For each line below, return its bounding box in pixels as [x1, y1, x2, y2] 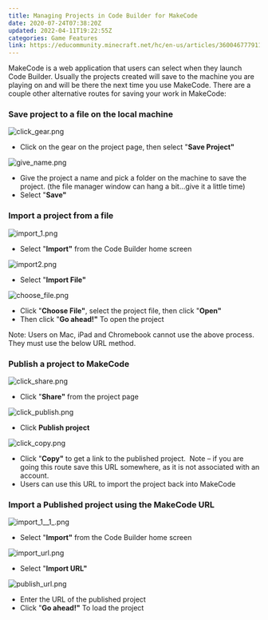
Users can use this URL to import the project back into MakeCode [19, 479, 236, 489]
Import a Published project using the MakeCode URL [8, 499, 215, 510]
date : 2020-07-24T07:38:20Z [8, 19, 102, 27]
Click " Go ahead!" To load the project [19, 603, 144, 613]
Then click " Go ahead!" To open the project [19, 314, 165, 324]
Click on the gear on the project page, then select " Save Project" [19, 142, 235, 152]
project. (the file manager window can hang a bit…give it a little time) [19, 181, 246, 192]
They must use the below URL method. [8, 338, 136, 348]
